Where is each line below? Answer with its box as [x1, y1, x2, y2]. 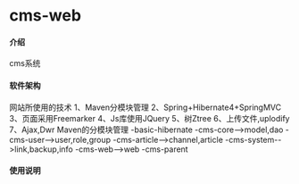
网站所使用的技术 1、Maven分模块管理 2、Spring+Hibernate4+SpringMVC [9, 102, 282, 113]
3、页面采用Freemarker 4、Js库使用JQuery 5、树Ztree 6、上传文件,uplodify [9, 113, 290, 123]
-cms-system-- [224, 134, 282, 145]
